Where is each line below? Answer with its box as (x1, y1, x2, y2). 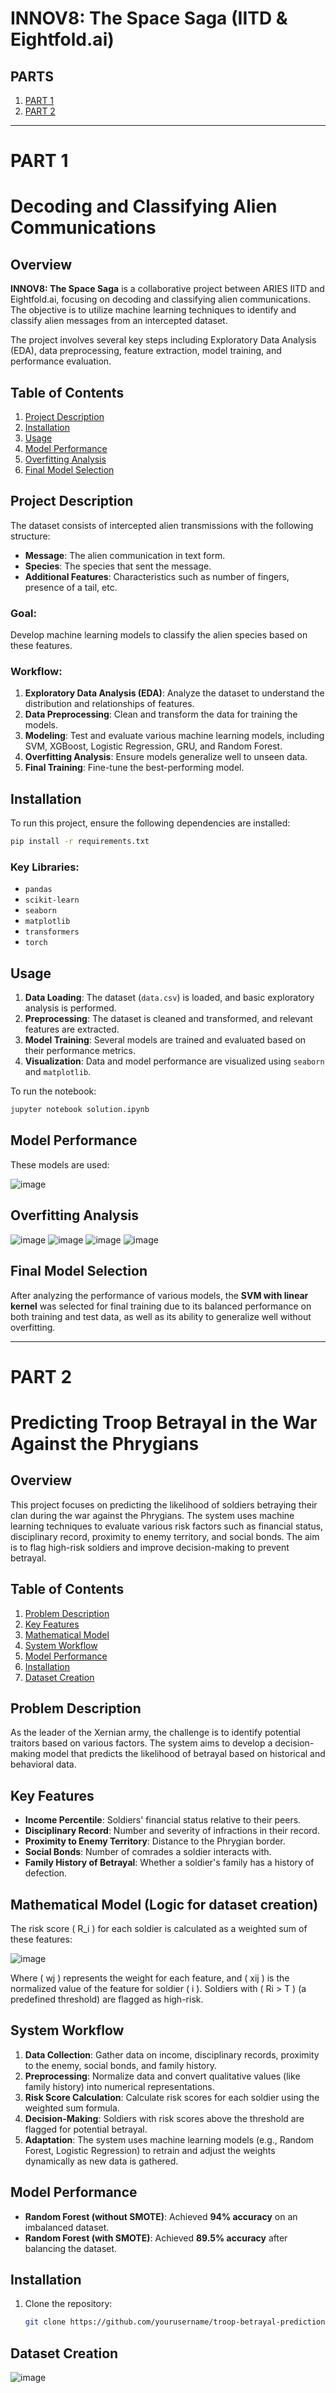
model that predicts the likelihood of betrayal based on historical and (42, 1748, 326, 1760)
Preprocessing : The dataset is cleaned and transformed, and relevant (24, 1013, 313, 1025)
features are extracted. (24, 1023, 120, 1036)
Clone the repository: (24, 2298, 113, 2310)
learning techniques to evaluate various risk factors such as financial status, (10, 1520, 324, 1532)
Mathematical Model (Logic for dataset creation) (10, 1896, 319, 1913)
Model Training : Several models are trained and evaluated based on (24, 1034, 307, 1046)
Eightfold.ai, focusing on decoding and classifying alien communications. (10, 293, 312, 306)
